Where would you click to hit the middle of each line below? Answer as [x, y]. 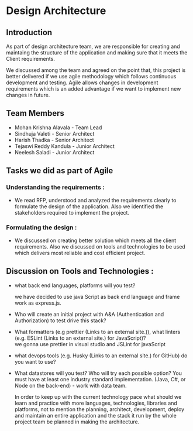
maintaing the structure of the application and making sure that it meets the [97, 53]
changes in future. [28, 95]
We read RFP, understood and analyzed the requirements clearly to [95, 200]
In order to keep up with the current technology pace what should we [98, 396]
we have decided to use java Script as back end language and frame [97, 296]
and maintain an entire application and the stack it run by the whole [95, 415]
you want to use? [35, 361]
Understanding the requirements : [55, 187]
